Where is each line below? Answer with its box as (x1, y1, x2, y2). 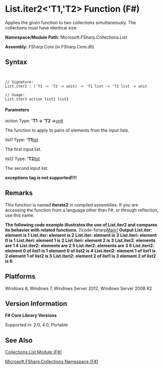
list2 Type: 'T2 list (5, 156, 40, 161)
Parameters (5, 107, 29, 113)
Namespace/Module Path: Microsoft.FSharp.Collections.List (5, 34, 127, 40)
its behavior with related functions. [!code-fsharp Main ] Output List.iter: (5, 227, 152, 233)
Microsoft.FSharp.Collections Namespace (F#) (5, 359, 99, 365)
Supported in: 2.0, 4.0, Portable (5, 322, 68, 328)
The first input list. (5, 146, 41, 152)
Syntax (5, 58, 27, 67)
